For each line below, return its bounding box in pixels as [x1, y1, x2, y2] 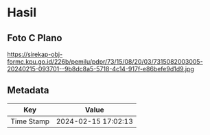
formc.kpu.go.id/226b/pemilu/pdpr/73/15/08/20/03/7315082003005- [7, 58, 204, 66]
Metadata [7, 84, 49, 97]
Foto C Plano [7, 32, 62, 44]
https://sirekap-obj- [7, 50, 63, 58]
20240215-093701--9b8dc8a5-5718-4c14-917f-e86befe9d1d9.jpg [7, 65, 194, 73]
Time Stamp [10, 116, 50, 126]
